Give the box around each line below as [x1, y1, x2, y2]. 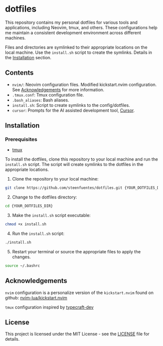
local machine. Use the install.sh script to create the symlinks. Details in [5, 49, 152, 55]
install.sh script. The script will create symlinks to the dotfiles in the [5, 162, 144, 167]
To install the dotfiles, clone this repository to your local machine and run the [5, 156, 158, 162]
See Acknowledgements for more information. [12, 86, 104, 93]
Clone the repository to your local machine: [12, 176, 98, 182]
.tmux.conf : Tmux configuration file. [12, 92, 84, 98]
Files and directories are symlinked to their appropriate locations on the [5, 44, 148, 50]
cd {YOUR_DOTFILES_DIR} [5, 204, 53, 209]
